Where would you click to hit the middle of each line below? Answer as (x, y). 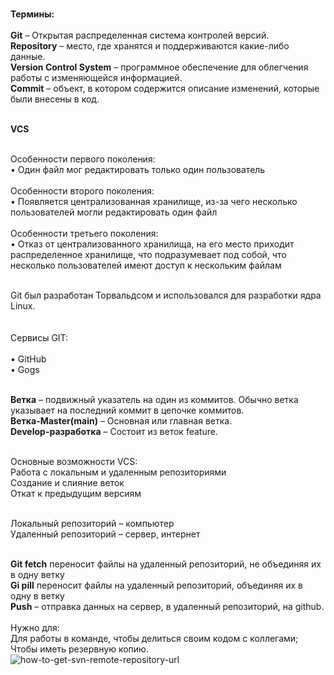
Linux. (23, 306)
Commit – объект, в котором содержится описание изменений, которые (165, 88)
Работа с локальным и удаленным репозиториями (118, 472)
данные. (28, 56)
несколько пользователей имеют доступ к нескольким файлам (146, 265)
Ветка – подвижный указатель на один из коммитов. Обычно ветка (154, 399)
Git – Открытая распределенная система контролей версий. (140, 35)
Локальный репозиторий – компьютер (92, 523)
